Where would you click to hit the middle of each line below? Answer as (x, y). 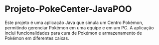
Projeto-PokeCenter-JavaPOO (68, 9)
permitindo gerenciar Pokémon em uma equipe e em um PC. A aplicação (79, 27)
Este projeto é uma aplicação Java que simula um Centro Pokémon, (74, 22)
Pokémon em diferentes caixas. (37, 38)
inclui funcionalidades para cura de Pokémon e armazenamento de (74, 33)
